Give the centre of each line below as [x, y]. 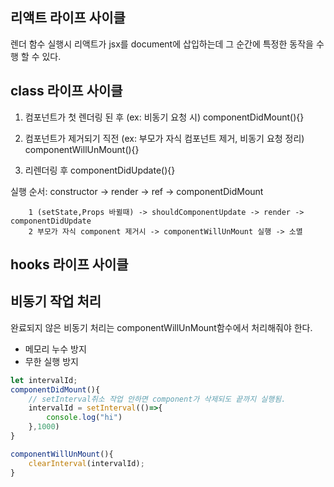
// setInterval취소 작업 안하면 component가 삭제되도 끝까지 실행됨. [157, 399]
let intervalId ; [44, 380]
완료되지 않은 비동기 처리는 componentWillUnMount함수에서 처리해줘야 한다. [161, 327]
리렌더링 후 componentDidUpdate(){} [100, 170]
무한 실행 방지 [51, 361]
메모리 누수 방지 [55, 349]
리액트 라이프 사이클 [68, 18]
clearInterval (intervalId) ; [86, 463]
